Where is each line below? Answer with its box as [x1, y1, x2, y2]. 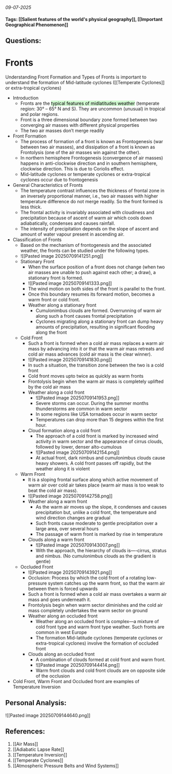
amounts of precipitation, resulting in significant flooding [35, 323, 155, 330]
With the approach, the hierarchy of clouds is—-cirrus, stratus [35, 547, 167, 553]
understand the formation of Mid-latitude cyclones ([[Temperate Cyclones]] [5, 79, 165, 85]
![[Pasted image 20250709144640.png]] [5, 712, 91, 718]
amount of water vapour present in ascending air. [20, 231, 124, 237]
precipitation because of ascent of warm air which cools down [20, 215, 153, 221]
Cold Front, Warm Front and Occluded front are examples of [12, 678, 140, 684]
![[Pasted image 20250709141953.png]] [35, 395, 120, 401]
